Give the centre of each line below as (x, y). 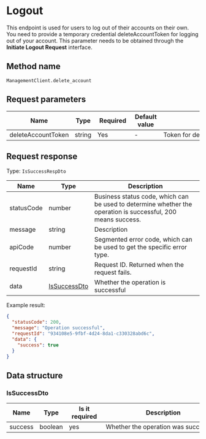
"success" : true (38, 345)
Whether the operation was (145, 427)
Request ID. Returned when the (139, 265)
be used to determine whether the (143, 204)
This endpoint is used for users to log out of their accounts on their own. (98, 28)
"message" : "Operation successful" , (59, 328)
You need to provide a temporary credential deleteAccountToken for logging (102, 34)
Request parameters (46, 100)
